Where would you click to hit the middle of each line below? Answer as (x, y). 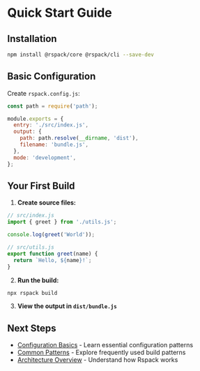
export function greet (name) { (53, 254)
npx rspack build (32, 293)
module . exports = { (36, 119)
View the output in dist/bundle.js (67, 306)
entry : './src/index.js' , (51, 125)
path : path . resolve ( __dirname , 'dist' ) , (79, 138)
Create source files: (47, 203)
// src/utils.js (31, 247)
